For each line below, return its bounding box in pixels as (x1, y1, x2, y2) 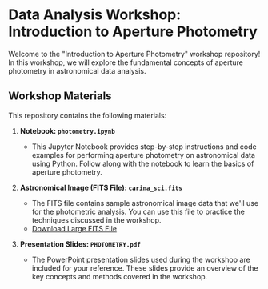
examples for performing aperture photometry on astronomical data (31, 150, 256, 159)
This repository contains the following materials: (8, 110, 167, 120)
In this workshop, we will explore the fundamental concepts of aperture (8, 58, 244, 67)
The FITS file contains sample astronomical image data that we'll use (31, 198, 258, 207)
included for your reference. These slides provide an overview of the (31, 263, 258, 273)
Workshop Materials (8, 90, 112, 103)
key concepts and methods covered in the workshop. (31, 271, 208, 281)
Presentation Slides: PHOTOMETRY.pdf (19, 239, 142, 249)
